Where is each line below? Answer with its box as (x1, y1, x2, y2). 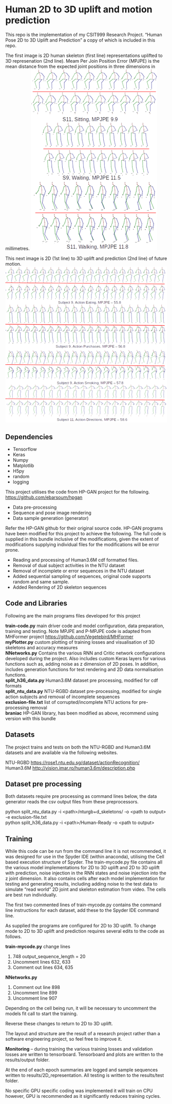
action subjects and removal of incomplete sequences (5, 694, 120, 700)
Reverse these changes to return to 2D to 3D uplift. (5, 1021, 113, 1027)
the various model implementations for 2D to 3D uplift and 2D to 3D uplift (5, 865, 160, 871)
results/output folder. (5, 1057, 50, 1063)
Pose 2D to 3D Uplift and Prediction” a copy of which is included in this (5, 37, 156, 43)
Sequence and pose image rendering (12, 510, 91, 516)
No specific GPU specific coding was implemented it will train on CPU (5, 1088, 153, 1094)
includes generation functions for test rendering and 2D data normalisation (5, 666, 163, 672)
